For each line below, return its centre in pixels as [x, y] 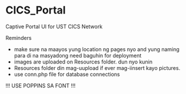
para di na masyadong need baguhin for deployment [78, 55]
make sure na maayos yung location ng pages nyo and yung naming [97, 49]
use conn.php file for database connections [67, 74]
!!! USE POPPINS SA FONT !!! [41, 85]
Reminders [19, 38]
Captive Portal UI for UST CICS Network [54, 26]
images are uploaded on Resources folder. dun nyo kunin [83, 62]
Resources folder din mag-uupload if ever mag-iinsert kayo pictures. [97, 68]
